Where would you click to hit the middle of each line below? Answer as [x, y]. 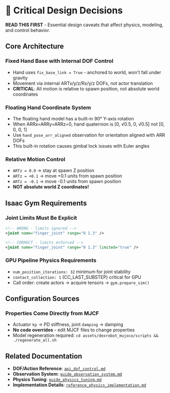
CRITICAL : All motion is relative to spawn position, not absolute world [86, 88]
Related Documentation [44, 356]
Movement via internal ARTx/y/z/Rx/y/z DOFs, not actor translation [83, 83]
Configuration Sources [42, 299]
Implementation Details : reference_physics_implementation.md [79, 385]
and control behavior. [28, 30]
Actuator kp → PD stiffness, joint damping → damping [68, 325]
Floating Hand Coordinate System [48, 108]
